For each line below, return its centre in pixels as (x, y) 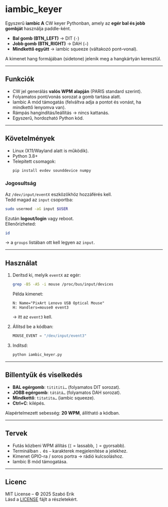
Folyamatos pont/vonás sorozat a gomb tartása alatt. (67, 96)
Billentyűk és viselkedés (44, 375)
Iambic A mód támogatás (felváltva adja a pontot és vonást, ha (77, 102)
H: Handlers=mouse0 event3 (40, 308)
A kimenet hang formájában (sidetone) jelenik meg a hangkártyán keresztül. (83, 58)
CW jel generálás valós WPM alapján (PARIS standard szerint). (77, 91)
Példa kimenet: (28, 294)
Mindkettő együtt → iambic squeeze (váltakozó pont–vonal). (75, 49)
